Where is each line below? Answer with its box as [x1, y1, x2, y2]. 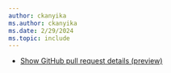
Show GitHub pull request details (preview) [19, 56, 163, 66]
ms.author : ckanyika [8, 19, 78, 27]
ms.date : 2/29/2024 [8, 26, 74, 34]
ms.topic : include [8, 34, 70, 43]
